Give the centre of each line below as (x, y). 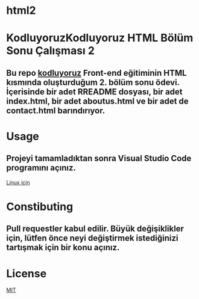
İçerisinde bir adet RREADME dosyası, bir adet (94, 92)
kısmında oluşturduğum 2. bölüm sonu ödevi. (93, 82)
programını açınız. (41, 168)
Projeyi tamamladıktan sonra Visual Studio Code (99, 159)
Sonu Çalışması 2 (51, 51)
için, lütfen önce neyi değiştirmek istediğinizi (92, 238)
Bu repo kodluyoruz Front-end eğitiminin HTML (96, 73)
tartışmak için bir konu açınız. (63, 248)
